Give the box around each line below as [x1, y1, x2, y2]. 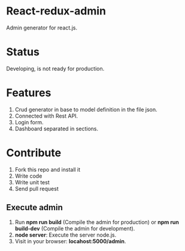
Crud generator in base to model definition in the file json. [14, 106, 157, 113]
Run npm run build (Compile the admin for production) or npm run [14, 218, 180, 226]
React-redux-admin [6, 4, 107, 18]
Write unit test [14, 178, 50, 186]
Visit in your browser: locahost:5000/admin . [14, 237, 126, 244]
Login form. [14, 118, 44, 125]
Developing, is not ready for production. [6, 65, 105, 72]
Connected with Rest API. [14, 112, 78, 119]
